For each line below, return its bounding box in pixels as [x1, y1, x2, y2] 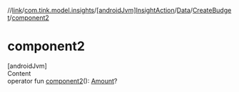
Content [7, 69, 31, 77]
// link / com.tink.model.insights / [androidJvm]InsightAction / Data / [7, 6, 193, 14]
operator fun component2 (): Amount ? [7, 76, 118, 85]
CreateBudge [192, 6, 232, 14]
